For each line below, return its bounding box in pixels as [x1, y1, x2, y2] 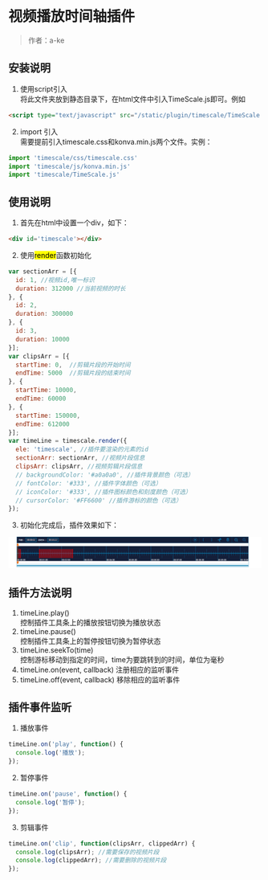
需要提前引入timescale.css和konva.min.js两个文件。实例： [19, 137, 213, 146]
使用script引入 [19, 84, 68, 93]
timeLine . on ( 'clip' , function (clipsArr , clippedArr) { [8, 839, 196, 848]
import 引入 [19, 126, 59, 137]
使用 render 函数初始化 [19, 250, 92, 260]
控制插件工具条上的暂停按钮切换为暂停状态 [19, 636, 161, 645]
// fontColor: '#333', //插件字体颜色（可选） [15, 479, 162, 487]
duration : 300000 [15, 310, 74, 318]
